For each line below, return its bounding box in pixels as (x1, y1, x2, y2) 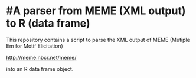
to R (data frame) (6, 17, 90, 30)
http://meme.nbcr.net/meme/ (6, 54, 77, 61)
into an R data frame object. (6, 65, 74, 72)
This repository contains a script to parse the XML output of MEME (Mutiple (6, 36, 190, 43)
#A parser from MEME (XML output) (6, 4, 186, 18)
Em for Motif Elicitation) (6, 43, 63, 50)
